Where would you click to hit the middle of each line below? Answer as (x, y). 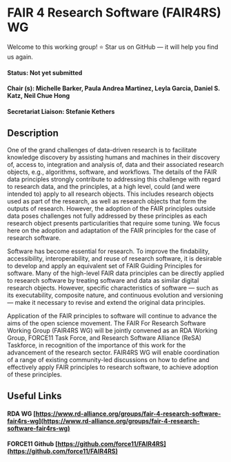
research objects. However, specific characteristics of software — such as (113, 288)
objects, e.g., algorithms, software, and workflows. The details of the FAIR (112, 172)
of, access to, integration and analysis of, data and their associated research (115, 164)
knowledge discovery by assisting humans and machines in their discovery (114, 157)
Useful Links (34, 395)
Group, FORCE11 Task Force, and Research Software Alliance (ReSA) (104, 338)
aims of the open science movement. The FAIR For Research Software (107, 323)
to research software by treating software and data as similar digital (103, 280)
